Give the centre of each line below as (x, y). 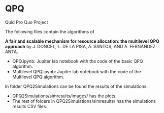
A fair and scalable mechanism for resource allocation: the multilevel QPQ (82, 41)
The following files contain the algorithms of (50, 31)
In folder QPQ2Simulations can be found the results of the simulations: (76, 86)
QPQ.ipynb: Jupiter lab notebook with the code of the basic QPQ (78, 61)
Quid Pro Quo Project (27, 22)
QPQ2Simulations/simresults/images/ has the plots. (64, 96)
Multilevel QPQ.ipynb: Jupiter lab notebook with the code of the (77, 71)
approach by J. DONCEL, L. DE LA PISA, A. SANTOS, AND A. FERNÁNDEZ (81, 46)
